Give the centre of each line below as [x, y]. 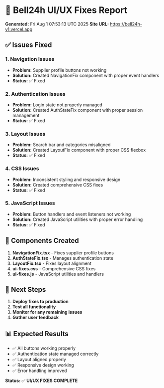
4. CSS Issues [22, 169]
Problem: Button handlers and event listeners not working [72, 214]
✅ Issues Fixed [29, 45]
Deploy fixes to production [40, 302]
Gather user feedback [35, 317]
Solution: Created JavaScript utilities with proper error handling [78, 219]
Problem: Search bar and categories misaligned [61, 145]
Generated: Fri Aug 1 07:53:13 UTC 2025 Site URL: [57, 24]
